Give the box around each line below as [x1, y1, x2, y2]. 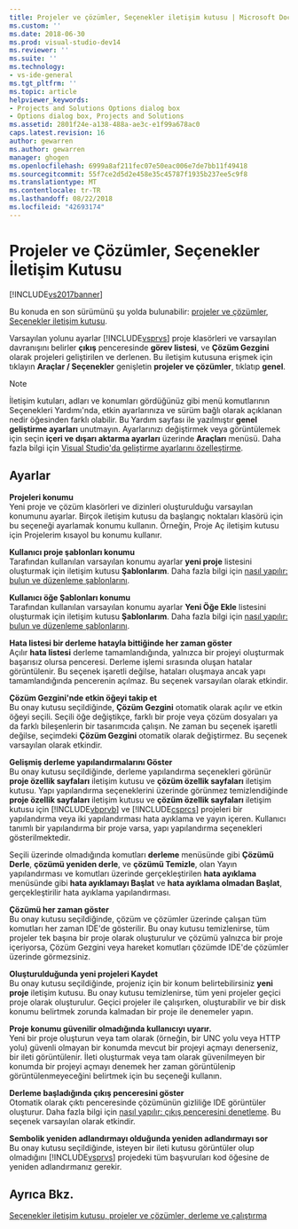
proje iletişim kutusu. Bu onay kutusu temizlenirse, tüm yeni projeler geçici [9, 987, 281, 998]
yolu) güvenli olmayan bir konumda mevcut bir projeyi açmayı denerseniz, [9, 1042, 278, 1053]
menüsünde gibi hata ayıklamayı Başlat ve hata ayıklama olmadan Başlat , [9, 877, 282, 888]
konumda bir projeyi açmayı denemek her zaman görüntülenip [9, 1061, 236, 1071]
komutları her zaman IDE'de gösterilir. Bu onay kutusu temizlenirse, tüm [9, 923, 271, 934]
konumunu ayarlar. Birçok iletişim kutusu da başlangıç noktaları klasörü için [9, 511, 284, 521]
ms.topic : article [9, 87, 77, 96]
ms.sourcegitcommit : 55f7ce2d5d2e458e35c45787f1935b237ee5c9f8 [9, 169, 248, 178]
